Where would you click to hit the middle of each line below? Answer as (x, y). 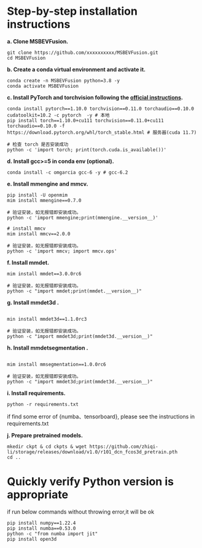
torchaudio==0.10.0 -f (36, 126)
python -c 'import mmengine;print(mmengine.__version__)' (83, 217)
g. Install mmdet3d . (33, 302)
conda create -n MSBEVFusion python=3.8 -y (64, 80)
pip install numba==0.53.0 (41, 528)
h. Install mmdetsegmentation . (48, 348)
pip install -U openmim (37, 195)
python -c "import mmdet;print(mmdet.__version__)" (74, 291)
